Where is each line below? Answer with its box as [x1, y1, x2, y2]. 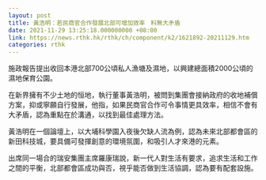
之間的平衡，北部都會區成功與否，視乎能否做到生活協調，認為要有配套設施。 [8, 163, 258, 173]
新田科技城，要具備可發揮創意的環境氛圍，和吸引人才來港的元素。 [8, 137, 223, 146]
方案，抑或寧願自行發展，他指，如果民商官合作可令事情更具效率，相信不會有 [8, 100, 258, 110]
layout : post [8, 11, 51, 20]
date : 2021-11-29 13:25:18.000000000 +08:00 [8, 26, 158, 34]
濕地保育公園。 [8, 73, 57, 83]
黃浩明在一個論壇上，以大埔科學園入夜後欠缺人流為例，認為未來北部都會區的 [8, 127, 258, 137]
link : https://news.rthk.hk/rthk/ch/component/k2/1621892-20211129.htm [8, 33, 249, 42]
